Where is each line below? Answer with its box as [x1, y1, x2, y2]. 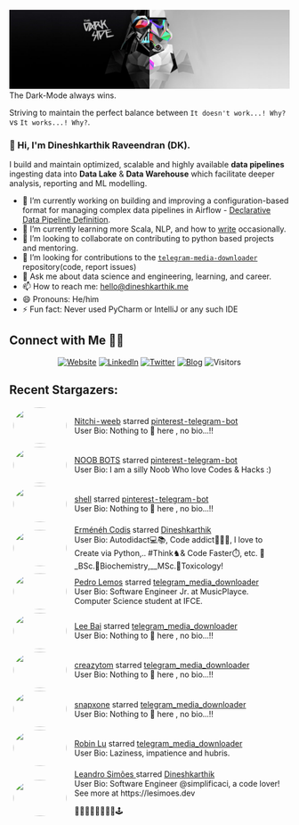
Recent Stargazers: [9, 382, 118, 397]
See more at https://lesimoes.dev [74, 788, 196, 798]
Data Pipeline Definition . [21, 215, 111, 225]
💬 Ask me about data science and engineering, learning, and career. [21, 271, 272, 282]
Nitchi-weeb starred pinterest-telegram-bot [74, 415, 238, 426]
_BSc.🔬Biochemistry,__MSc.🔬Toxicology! [74, 560, 224, 571]
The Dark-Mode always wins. [9, 90, 117, 101]
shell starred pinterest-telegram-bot [74, 494, 209, 504]
